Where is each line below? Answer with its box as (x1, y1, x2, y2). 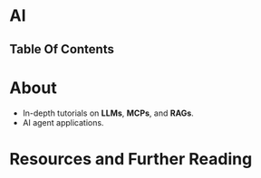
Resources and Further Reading (9, 148, 253, 169)
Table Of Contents (9, 42, 115, 57)
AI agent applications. (22, 117, 104, 127)
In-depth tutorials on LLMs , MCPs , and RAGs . (22, 108, 195, 118)
